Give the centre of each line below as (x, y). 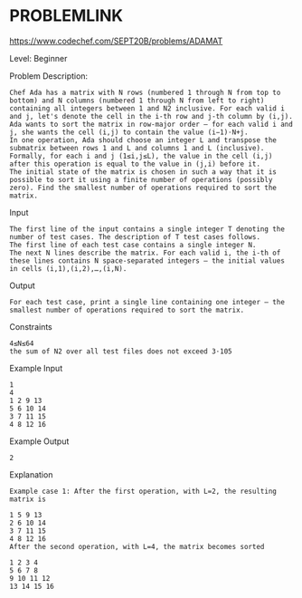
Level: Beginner (38, 58)
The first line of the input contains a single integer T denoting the (147, 229)
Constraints (31, 326)
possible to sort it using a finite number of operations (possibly (141, 179)
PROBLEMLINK (66, 16)
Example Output (39, 441)
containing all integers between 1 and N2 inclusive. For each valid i (147, 108)
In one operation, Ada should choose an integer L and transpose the (143, 140)
